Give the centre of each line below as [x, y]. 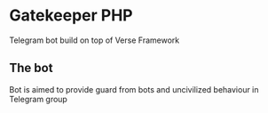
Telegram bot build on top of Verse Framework [95, 40]
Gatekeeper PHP [71, 16]
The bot [31, 68]
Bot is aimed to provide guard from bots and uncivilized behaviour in [134, 89]
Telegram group [39, 99]
